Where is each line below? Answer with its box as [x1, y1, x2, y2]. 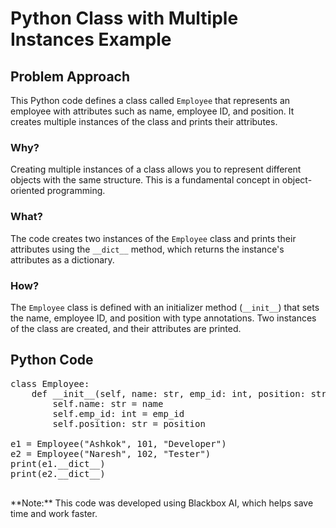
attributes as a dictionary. [10, 253, 115, 266]
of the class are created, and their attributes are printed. [10, 322, 242, 334]
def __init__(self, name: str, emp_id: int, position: [31, 388, 307, 399]
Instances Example [10, 28, 172, 51]
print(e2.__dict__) [10, 468, 106, 479]
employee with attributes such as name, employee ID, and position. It [10, 105, 295, 117]
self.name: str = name [52, 398, 164, 409]
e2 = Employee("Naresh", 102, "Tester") [10, 448, 212, 459]
